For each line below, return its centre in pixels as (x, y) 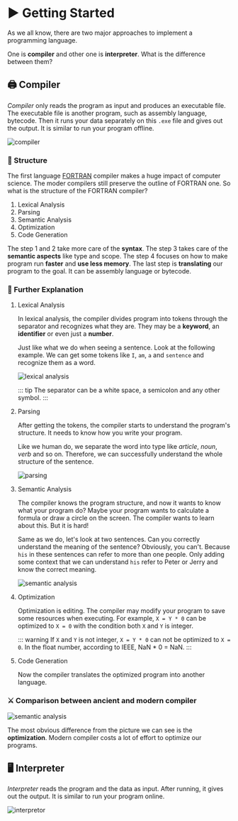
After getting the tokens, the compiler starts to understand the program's (124, 425)
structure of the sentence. (56, 462)
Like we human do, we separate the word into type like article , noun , (117, 447)
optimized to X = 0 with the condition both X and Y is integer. (105, 626)
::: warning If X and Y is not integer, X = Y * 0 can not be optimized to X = (124, 640)
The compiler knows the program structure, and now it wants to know (119, 503)
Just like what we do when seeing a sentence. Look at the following (116, 348)
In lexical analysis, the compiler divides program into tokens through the (123, 319)
